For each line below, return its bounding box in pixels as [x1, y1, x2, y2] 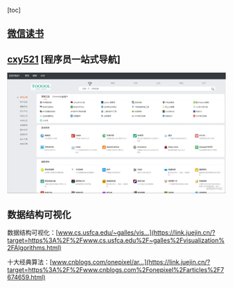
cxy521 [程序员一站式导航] [7, 53, 121, 65]
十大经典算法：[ [7, 258, 53, 266]
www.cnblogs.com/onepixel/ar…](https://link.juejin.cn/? [51, 258, 210, 266]
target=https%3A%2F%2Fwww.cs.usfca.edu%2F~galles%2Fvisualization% [7, 236, 225, 245]
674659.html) [7, 273, 46, 282]
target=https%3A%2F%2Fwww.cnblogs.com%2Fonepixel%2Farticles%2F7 [7, 266, 224, 274]
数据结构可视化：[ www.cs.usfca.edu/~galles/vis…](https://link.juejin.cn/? [7, 228, 216, 237]
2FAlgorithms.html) [7, 244, 62, 252]
